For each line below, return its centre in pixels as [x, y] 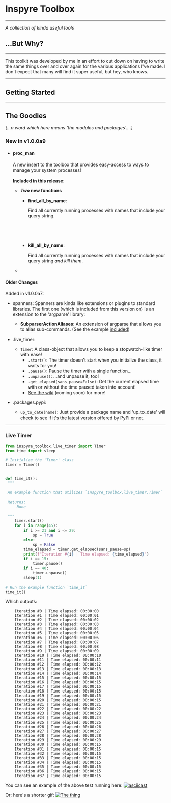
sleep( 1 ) [33, 578]
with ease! [31, 354]
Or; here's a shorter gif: [30, 795]
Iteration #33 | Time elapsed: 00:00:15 [58, 758]
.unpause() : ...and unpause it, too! [63, 376]
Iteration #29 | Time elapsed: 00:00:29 [58, 740]
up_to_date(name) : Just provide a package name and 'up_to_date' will [93, 412]
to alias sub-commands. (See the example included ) [75, 329]
